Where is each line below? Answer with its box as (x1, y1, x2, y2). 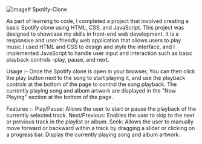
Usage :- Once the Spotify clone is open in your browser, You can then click (6, 68, 195, 75)
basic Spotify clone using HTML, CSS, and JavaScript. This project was (6, 24, 184, 31)
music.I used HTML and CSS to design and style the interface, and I (6, 43, 175, 50)
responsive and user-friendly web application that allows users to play (6, 37, 181, 44)
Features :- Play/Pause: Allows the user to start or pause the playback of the (6, 105, 197, 112)
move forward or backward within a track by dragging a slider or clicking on (6, 125, 195, 131)
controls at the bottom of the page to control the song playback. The (6, 80, 177, 88)
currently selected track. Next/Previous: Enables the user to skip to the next (6, 112, 195, 119)
